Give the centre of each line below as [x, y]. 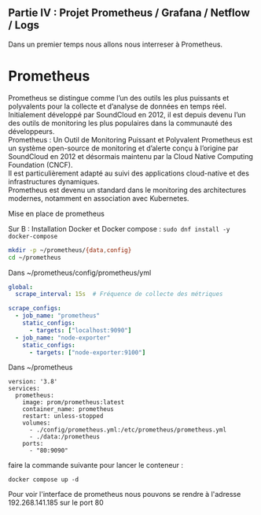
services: [24, 389]
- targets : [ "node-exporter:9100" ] [87, 352]
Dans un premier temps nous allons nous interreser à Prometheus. [115, 44]
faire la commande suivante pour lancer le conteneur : [96, 465]
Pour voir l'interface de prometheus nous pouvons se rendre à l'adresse [125, 495]
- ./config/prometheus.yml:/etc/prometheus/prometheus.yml [127, 430]
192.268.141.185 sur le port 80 [56, 502]
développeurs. [31, 131]
